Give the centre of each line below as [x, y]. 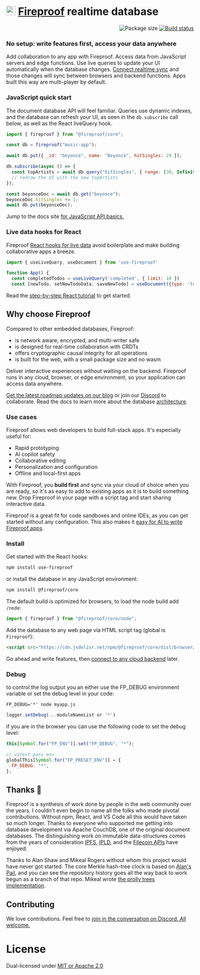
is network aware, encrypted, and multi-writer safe [77, 340]
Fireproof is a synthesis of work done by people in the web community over [99, 804]
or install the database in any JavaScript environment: [72, 579]
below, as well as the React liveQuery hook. [60, 123]
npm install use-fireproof [40, 568]
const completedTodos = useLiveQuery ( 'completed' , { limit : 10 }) [96, 279]
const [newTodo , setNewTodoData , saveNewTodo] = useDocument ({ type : [98, 284]
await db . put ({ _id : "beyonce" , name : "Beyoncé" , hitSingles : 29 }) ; [94, 156]
